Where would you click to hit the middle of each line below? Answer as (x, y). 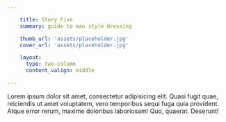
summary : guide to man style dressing (76, 26)
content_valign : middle (60, 71)
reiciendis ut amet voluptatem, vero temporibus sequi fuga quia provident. (113, 103)
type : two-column (51, 64)
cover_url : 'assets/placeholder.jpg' (74, 45)
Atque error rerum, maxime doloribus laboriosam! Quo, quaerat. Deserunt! (113, 111)
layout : (31, 58)
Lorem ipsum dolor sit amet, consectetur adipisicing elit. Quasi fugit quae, (113, 96)
